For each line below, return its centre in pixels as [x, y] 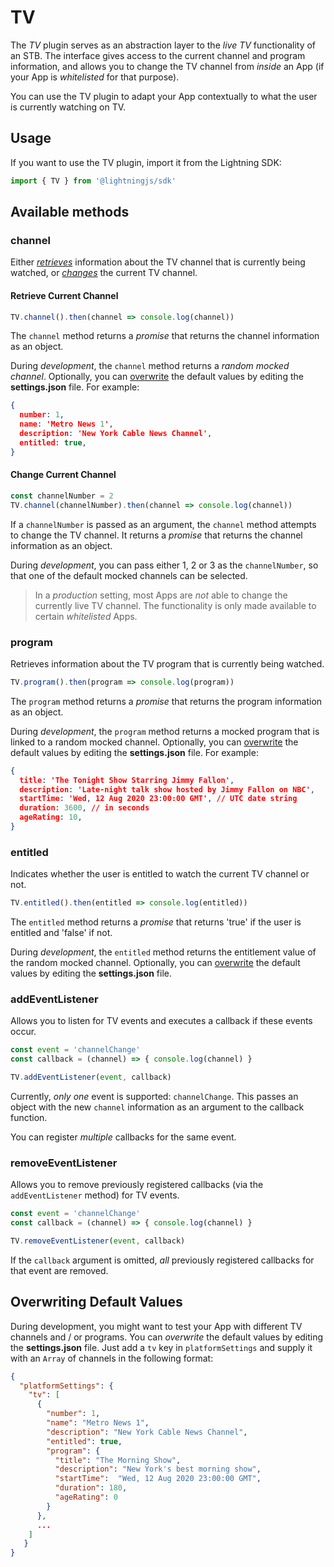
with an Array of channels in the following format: [112, 1358]
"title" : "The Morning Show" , [118, 1460]
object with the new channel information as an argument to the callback [157, 1107]
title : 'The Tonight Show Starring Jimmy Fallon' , [127, 780]
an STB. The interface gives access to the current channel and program [158, 55]
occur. [23, 1032]
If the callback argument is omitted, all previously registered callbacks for [162, 1260]
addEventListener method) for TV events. [95, 1195]
